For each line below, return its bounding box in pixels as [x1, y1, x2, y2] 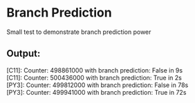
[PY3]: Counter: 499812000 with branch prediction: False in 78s [6, 81, 189, 89]
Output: [6, 48, 41, 59]
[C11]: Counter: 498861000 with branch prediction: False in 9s [6, 66, 183, 74]
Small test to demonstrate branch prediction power [6, 28, 151, 36]
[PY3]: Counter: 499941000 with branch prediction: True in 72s [6, 88, 187, 96]
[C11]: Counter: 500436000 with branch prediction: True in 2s [6, 73, 183, 82]
